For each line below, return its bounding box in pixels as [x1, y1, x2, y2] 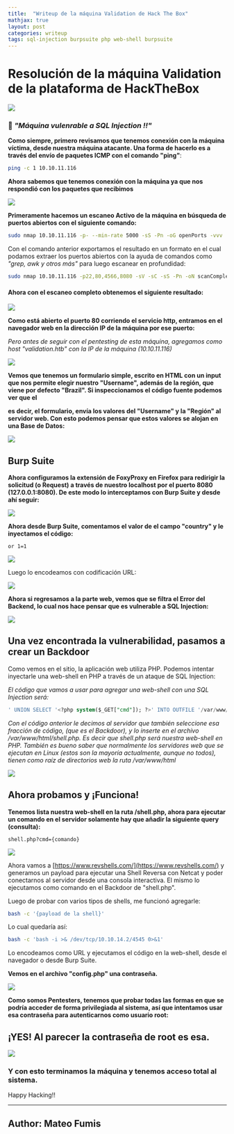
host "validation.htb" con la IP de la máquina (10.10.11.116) [8, 345, 172, 353]
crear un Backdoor [8, 646, 90, 658]
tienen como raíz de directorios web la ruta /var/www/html [8, 756, 176, 764]
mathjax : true [8, 17, 49, 24]
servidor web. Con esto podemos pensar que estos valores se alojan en [8, 415, 218, 423]
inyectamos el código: [8, 529, 74, 538]
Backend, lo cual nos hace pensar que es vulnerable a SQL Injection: [8, 602, 209, 610]
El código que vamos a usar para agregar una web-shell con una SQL [8, 685, 209, 694]
